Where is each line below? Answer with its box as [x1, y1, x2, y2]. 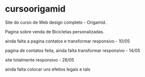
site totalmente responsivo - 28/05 [5, 57, 74, 62]
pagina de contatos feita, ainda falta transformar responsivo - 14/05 [5, 47, 141, 53]
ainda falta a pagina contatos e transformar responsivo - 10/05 [5, 38, 130, 44]
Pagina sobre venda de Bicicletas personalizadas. [5, 29, 104, 34]
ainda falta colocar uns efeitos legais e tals [5, 66, 91, 72]
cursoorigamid [5, 3, 66, 15]
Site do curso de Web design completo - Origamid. [5, 19, 107, 25]
